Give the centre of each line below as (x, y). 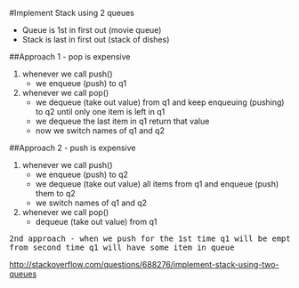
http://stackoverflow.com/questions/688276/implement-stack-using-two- (144, 264)
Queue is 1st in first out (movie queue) (92, 30)
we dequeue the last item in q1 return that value (122, 121)
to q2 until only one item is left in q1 (100, 112)
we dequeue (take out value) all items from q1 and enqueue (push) (157, 184)
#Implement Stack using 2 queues (72, 13)
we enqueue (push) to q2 (82, 174)
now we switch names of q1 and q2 (100, 131)
